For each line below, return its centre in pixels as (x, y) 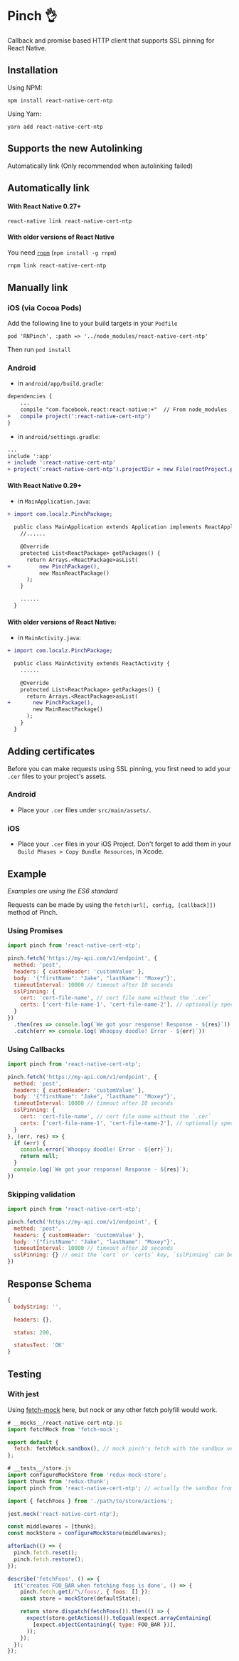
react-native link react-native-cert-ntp (70, 221)
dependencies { (30, 397)
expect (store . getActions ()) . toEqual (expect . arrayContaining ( (119, 1618)
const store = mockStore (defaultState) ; (81, 1599)
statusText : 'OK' (39, 1345)
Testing (25, 1374)
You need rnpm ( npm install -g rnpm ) (62, 253)
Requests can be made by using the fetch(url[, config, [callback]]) (112, 904)
